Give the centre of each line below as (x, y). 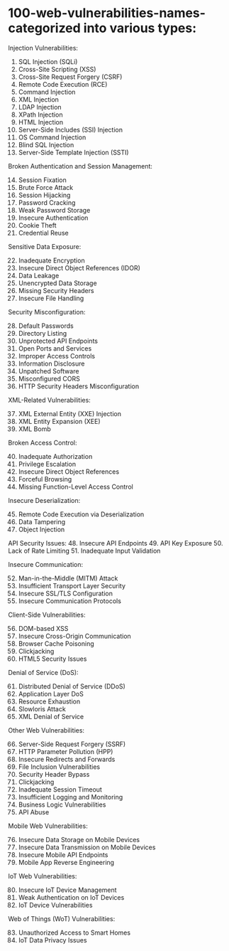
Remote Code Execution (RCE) (63, 84)
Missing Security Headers (56, 290)
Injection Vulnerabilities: (43, 48)
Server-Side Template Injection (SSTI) (74, 152)
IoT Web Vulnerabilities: (43, 876)
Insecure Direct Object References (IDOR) (79, 267)
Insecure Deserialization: (44, 500)
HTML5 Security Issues (52, 659)
